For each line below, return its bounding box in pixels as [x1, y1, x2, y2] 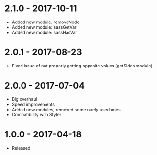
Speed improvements [11, 101, 55, 107]
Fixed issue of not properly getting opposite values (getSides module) [11, 63, 153, 68]
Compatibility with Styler [11, 111, 62, 117]
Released [11, 145, 31, 151]
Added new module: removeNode [11, 19, 80, 25]
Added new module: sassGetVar [11, 24, 77, 30]
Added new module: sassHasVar [11, 29, 78, 35]
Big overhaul [11, 96, 38, 102]
